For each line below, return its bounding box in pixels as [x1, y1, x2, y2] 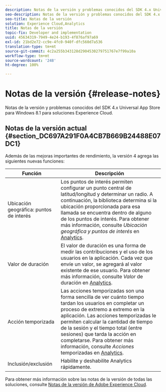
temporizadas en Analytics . [60, 349, 124, 356]
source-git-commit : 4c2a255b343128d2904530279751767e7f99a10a [5, 49, 136, 54]
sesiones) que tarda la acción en [60, 331, 136, 337]
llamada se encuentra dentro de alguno [60, 209, 152, 216]
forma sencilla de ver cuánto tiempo [60, 293, 144, 300]
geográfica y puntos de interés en [60, 227, 140, 234]
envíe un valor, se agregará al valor [60, 261, 142, 268]
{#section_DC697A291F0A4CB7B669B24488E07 [5, 132, 161, 140]
